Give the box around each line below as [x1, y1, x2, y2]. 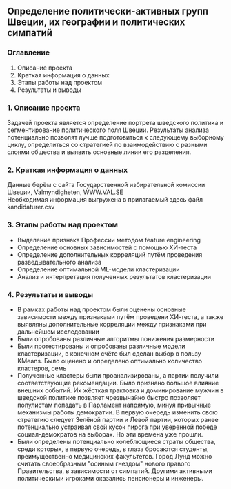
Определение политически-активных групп [7, 6, 209, 17]
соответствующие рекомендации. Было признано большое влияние [17, 378, 219, 387]
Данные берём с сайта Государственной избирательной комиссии [7, 181, 205, 189]
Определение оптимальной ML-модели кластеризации [17, 265, 181, 274]
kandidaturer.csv [7, 203, 55, 211]
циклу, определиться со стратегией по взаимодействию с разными [7, 140, 208, 148]
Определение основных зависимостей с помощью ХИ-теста [17, 243, 197, 251]
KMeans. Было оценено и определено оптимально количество [17, 356, 202, 365]
